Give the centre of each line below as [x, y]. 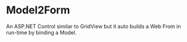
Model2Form [38, 10]
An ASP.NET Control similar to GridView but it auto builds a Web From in [93, 26]
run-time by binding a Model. [41, 32]
